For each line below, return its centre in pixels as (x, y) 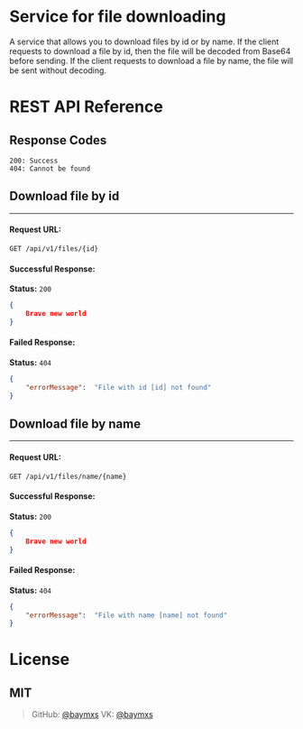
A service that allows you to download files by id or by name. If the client (144, 42)
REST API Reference (87, 107)
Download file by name (75, 424)
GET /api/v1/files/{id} (54, 249)
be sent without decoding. (58, 70)
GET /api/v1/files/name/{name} (68, 476)
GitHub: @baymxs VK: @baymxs (92, 715)
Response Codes (58, 140)
